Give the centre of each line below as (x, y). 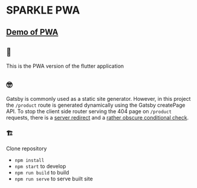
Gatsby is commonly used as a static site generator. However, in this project (98, 99)
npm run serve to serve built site (54, 179)
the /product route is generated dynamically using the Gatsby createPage (96, 105)
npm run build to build (42, 172)
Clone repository (27, 149)
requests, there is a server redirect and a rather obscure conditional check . (98, 118)
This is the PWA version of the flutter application (65, 66)
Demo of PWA (32, 32)
